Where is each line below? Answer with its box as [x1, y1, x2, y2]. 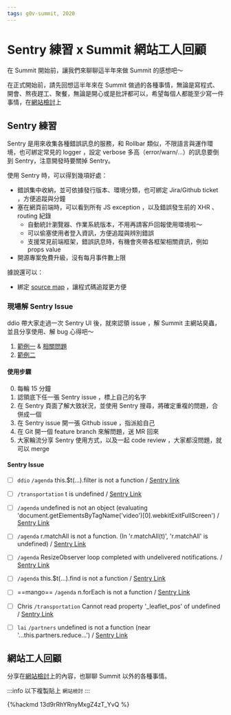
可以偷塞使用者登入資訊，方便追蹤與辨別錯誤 [27, 229, 155, 238]
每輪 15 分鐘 [16, 384, 52, 393]
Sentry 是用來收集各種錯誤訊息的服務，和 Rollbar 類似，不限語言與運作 [7, 139, 208, 148]
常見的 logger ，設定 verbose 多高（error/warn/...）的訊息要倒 [43, 148, 219, 156]
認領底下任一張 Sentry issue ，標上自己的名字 [16, 393, 146, 401]
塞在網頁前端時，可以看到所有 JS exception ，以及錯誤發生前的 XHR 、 [16, 203, 218, 211]
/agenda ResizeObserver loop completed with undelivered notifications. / [16, 553, 223, 561]
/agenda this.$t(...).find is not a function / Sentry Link [16, 574, 166, 583]
